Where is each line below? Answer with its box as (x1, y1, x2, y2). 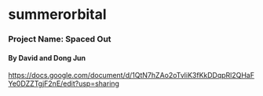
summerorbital (8, 6, 108, 24)
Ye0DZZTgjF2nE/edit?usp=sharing (8, 79, 120, 88)
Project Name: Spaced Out (8, 34, 111, 45)
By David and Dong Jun (8, 53, 86, 62)
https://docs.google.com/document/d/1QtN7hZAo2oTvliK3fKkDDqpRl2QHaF (8, 71, 255, 80)
